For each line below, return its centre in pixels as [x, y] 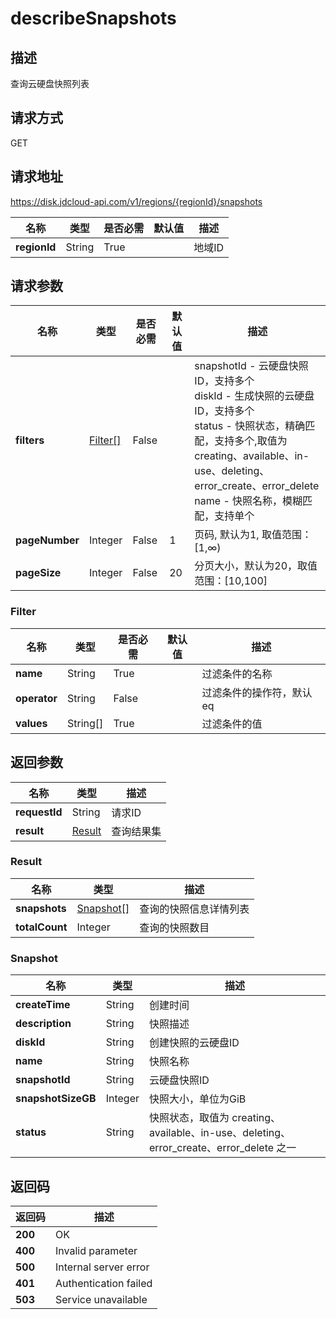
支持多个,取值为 [251, 441]
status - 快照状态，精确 [250, 426]
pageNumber [47, 540]
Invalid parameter [96, 1250]
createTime [43, 1005]
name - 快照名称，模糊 [248, 501]
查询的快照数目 [174, 927]
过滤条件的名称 [237, 674]
